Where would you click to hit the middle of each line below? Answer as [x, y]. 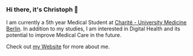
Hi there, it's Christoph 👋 [42, 10]
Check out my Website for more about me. [58, 46]
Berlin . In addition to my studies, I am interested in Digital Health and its [93, 29]
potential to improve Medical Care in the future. [64, 35]
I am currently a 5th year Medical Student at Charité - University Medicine [96, 23]
